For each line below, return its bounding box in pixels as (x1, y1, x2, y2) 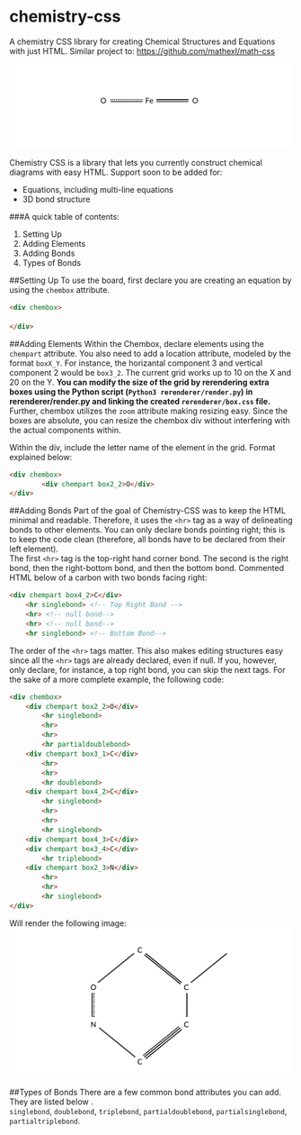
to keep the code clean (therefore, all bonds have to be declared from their (9, 534, 286, 545)
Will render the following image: (9, 917, 128, 929)
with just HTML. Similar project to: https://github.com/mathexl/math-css (9, 45, 276, 56)
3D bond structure (22, 194, 91, 204)
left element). (9, 543, 58, 555)
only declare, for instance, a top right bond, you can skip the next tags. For (9, 664, 286, 675)
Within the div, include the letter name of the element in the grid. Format (9, 441, 276, 452)
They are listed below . (9, 1096, 93, 1107)
